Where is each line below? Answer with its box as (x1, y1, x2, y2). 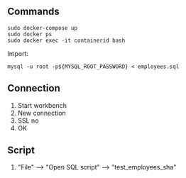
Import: (7, 49, 29, 57)
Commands (7, 6, 60, 18)
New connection (17, 109, 66, 117)
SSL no (17, 116, 39, 125)
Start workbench (17, 101, 67, 109)
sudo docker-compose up (7, 24, 78, 31)
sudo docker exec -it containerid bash (7, 37, 126, 44)
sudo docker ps (7, 30, 53, 38)
